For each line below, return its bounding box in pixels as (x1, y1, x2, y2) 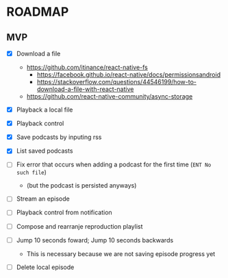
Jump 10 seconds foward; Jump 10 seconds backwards (16, 236, 174, 244)
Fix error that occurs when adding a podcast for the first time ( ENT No (16, 160, 212, 168)
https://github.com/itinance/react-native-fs (26, 63, 149, 72)
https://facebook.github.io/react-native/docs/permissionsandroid (36, 71, 220, 79)
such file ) (16, 168, 47, 177)
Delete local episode (16, 263, 75, 271)
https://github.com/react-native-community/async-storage (26, 92, 193, 101)
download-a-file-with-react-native (36, 85, 134, 93)
